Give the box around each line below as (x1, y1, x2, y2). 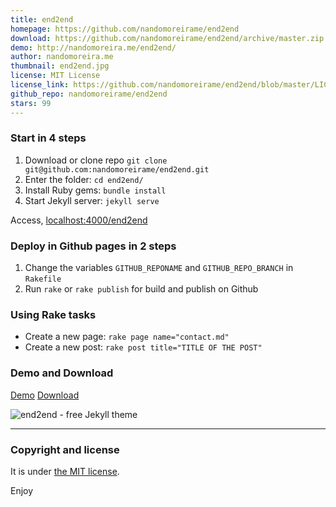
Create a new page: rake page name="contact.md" (24, 331, 230, 343)
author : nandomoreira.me (10, 52, 114, 62)
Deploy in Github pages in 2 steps (10, 239, 177, 253)
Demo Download (10, 389, 80, 401)
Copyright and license (10, 442, 120, 456)
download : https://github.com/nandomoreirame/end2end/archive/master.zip (10, 33, 325, 43)
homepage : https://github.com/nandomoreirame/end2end (10, 24, 240, 34)
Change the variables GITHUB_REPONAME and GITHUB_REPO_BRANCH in (24, 262, 294, 274)
